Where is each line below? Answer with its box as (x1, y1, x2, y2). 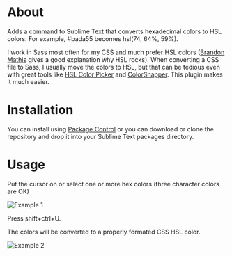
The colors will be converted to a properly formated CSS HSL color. (7, 227, 201, 236)
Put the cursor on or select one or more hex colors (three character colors (7, 179, 219, 188)
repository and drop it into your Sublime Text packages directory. (7, 132, 194, 141)
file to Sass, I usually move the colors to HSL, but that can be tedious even (7, 63, 221, 71)
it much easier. (7, 77, 50, 86)
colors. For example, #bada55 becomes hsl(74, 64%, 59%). (7, 34, 179, 42)
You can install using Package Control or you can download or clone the (7, 125, 215, 133)
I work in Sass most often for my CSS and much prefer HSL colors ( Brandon (7, 48, 225, 56)
